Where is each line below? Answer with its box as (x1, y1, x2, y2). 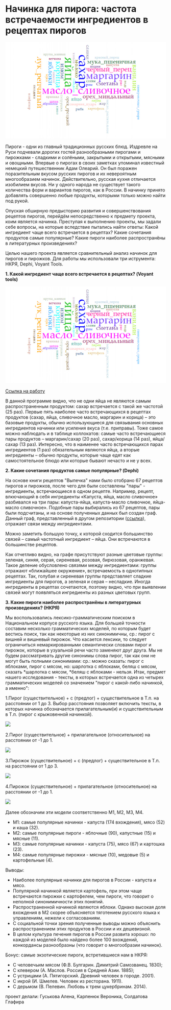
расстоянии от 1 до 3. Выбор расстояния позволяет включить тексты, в (5, 701, 162, 707)
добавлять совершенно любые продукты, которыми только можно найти (5, 193, 166, 199)
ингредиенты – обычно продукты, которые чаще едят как (5, 452, 131, 459)
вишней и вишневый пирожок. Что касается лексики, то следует (5, 636, 147, 642)
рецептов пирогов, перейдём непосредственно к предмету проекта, (5, 213, 156, 220)
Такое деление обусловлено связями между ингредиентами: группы (5, 562, 157, 568)
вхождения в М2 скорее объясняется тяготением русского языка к (12, 909, 160, 916)
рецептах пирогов (5, 25, 87, 36)
